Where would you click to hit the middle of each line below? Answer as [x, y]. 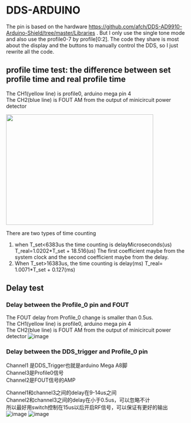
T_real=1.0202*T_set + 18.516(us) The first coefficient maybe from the [100, 250]
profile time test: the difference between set [89, 70]
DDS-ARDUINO [43, 10]
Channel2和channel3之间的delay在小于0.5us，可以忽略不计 [78, 400]
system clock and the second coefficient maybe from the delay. [92, 257]
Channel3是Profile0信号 [35, 372]
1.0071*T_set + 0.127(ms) [45, 269]
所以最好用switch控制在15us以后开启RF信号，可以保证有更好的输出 [87, 407]
